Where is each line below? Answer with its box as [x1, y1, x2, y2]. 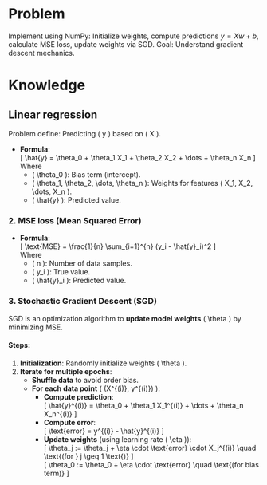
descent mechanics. [8, 48, 75, 57]
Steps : [8, 341, 30, 350]
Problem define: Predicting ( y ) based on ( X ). [8, 128, 162, 138]
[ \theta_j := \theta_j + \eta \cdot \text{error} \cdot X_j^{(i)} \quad [43, 443, 257, 452]
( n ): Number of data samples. [31, 258, 133, 268]
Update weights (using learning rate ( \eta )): [43, 434, 192, 444]
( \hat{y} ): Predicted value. [31, 195, 121, 204]
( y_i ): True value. [31, 267, 91, 277]
